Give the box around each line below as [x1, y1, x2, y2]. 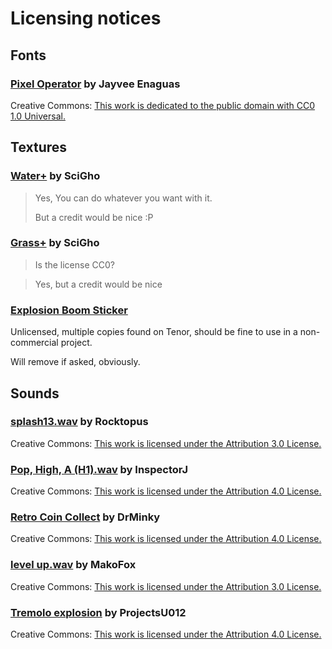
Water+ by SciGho [10, 169, 101, 183]
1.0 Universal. [10, 110, 66, 122]
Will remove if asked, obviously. [10, 356, 141, 368]
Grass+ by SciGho [10, 236, 100, 250]
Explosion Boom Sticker [10, 303, 128, 317]
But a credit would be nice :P [34, 211, 154, 223]
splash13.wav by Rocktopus [10, 415, 149, 429]
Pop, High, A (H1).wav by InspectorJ [10, 462, 189, 476]
